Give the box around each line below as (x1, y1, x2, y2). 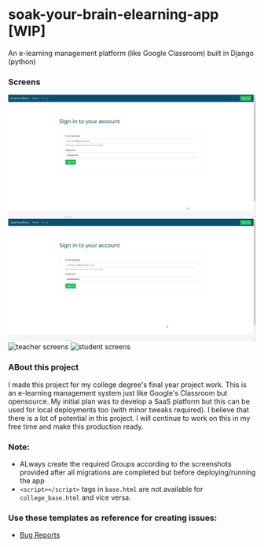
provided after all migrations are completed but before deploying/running (19, 467, 256, 477)
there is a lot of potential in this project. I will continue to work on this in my (8, 413, 251, 422)
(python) (8, 57, 37, 66)
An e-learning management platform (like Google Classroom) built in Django (8, 48, 254, 58)
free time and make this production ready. (8, 422, 144, 431)
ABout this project (8, 362, 79, 373)
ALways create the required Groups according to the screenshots (19, 459, 232, 468)
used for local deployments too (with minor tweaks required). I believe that (8, 404, 249, 415)
